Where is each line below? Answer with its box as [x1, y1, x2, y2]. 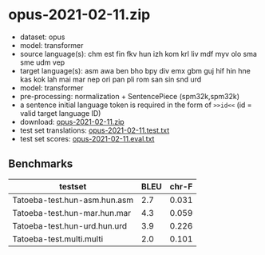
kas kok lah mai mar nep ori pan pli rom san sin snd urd [19, 74, 202, 84]
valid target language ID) [19, 108, 101, 118]
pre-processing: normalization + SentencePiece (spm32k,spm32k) [19, 91, 240, 101]
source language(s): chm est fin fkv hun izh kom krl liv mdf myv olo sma [19, 49, 258, 58]
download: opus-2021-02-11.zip [19, 117, 125, 126]
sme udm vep [19, 58, 65, 67]
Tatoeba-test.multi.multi [12, 233, 104, 245]
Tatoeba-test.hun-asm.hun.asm [12, 194, 134, 205]
